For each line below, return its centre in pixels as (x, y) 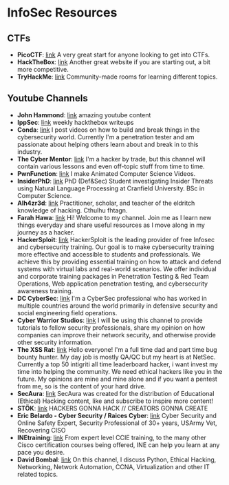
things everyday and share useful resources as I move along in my (111, 225)
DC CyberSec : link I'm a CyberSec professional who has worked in (112, 298)
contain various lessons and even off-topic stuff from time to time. (111, 166)
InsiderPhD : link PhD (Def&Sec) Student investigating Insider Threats (115, 181)
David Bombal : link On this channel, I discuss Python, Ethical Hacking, (117, 459)
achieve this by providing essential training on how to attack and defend (119, 261)
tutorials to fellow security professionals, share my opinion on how (111, 327)
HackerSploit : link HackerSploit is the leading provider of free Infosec (116, 239)
